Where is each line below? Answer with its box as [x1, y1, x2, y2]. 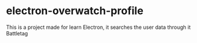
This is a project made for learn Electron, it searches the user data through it [6, 24, 191, 31]
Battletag [6, 29, 28, 37]
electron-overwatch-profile [6, 4, 144, 18]
